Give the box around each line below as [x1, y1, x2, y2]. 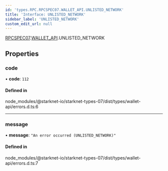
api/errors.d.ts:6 [5, 103, 38, 110]
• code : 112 [5, 75, 29, 81]
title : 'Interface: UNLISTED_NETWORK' [5, 12, 86, 17]
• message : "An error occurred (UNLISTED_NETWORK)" [5, 132, 116, 138]
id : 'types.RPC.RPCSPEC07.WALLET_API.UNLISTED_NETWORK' [5, 7, 124, 12]
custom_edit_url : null [5, 21, 52, 26]
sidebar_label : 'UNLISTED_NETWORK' [5, 16, 79, 21]
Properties [5, 49, 39, 58]
